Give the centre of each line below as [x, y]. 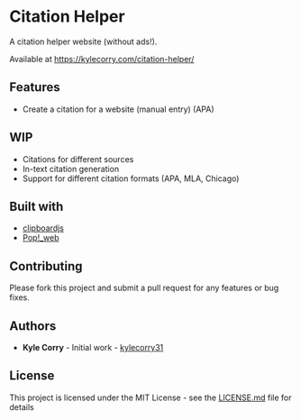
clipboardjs [43, 228]
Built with [36, 206]
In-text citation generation [71, 169]
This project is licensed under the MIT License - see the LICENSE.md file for [150, 397]
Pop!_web [41, 238]
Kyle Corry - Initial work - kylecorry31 [93, 347]
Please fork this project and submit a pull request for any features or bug [144, 288]
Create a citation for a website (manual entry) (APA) [118, 109]
